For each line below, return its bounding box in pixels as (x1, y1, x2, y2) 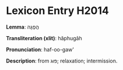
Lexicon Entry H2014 (6, 4, 109, 17)
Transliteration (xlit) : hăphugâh (6, 34, 83, 41)
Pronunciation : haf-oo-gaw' (6, 45, 75, 53)
